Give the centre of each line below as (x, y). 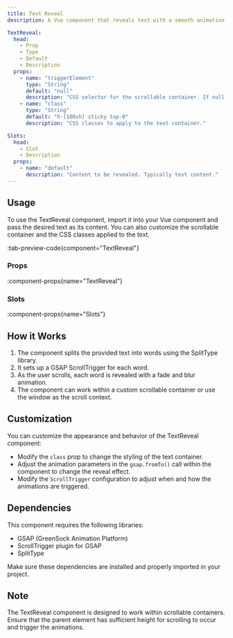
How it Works (37, 336)
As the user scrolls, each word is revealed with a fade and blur (106, 375)
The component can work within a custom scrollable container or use (116, 390)
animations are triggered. (53, 486)
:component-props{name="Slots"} (57, 314)
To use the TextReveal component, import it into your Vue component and (113, 219)
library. (27, 360)
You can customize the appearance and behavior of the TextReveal (103, 436)
